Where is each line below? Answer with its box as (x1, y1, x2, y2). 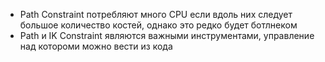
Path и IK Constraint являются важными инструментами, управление (19, 30, 315, 41)
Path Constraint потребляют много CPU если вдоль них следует (19, 9, 293, 20)
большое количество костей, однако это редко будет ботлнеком (19, 19, 298, 31)
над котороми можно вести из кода (19, 40, 173, 52)
